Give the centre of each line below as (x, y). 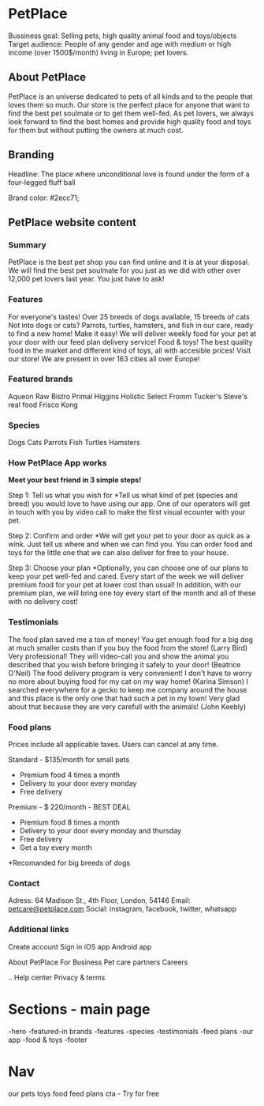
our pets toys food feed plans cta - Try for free (84, 1093)
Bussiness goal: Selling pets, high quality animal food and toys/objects (123, 36)
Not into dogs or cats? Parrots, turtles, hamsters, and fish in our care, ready (131, 325)
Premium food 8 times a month (70, 822)
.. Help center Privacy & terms (57, 977)
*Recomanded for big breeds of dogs (69, 863)
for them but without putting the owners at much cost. (96, 130)
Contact (24, 883)
